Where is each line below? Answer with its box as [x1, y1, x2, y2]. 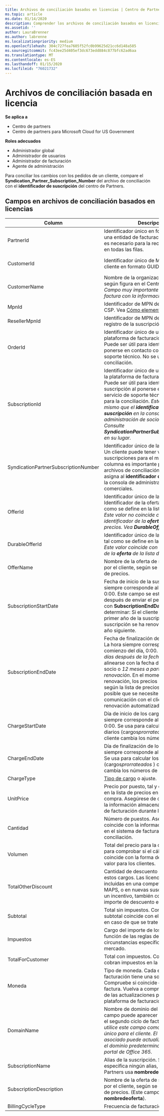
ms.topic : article [5, 12, 42, 17]
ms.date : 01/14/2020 [5, 16, 47, 21]
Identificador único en [104, 228, 155, 234]
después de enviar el [104, 596, 152, 603]
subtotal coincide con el [104, 912, 159, 919]
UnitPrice [7, 795, 29, 802]
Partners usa [104, 1069, 133, 1075]
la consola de [104, 479, 135, 486]
